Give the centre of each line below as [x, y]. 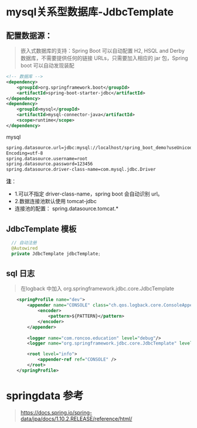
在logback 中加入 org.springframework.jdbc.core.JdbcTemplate [97, 289]
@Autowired [25, 248]
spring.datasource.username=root [47, 159]
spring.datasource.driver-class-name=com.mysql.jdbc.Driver [81, 170]
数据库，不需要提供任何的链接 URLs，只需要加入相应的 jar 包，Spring [104, 58]
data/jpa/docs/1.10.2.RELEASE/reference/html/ [76, 419]
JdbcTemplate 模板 [41, 229]
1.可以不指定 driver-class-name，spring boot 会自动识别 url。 [89, 194]
